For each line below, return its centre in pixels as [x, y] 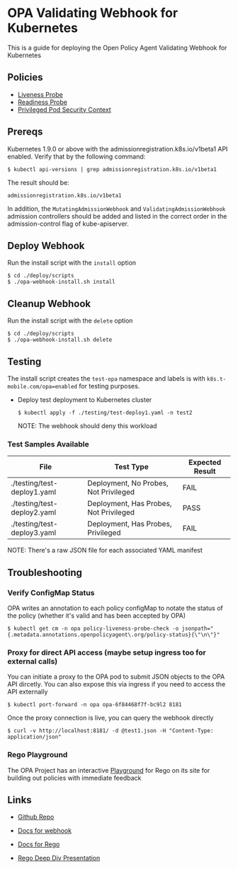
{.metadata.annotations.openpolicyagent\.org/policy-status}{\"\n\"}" [114, 635]
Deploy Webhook [46, 246]
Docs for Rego [39, 844]
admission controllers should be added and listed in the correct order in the [117, 216]
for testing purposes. [109, 386]
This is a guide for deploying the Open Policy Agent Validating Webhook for [117, 47]
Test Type [131, 467]
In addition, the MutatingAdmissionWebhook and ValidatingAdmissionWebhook [117, 208]
